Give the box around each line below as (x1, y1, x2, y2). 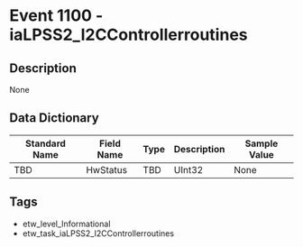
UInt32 (173, 163, 204, 176)
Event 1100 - (9, 5, 104, 26)
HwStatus (85, 163, 128, 176)
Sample (244, 137, 279, 150)
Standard (25, 137, 66, 150)
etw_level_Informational (22, 218, 111, 229)
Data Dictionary (9, 110, 99, 126)
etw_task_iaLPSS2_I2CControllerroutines (22, 227, 174, 239)
